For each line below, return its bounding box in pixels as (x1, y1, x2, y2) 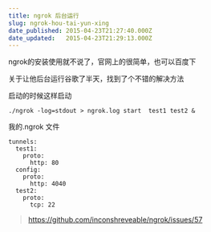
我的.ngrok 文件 (8, 122, 60, 132)
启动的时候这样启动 (8, 91, 72, 101)
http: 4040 (29, 180, 67, 188)
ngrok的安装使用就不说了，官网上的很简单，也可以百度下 (8, 57, 197, 66)
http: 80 (29, 159, 59, 167)
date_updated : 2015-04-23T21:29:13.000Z (8, 34, 152, 42)
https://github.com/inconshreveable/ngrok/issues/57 (27, 215, 203, 225)
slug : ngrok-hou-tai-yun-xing (8, 19, 110, 27)
